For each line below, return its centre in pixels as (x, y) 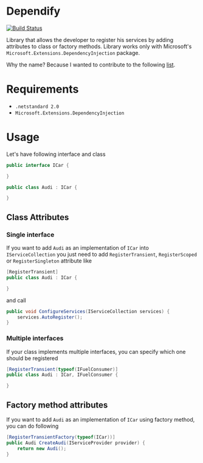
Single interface (30, 235)
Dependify (33, 11)
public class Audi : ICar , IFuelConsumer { (62, 375)
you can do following (33, 426)
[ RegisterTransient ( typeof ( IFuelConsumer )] (62, 369)
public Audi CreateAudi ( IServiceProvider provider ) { (76, 443)
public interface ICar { (38, 165)
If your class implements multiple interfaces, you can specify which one (96, 352)
